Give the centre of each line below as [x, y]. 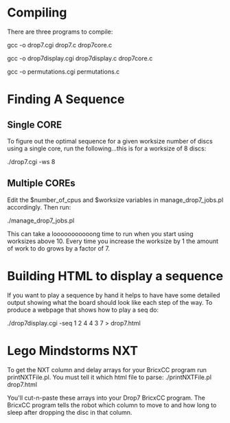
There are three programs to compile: [60, 32]
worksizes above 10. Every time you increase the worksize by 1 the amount [113, 241]
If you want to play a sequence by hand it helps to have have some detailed [114, 295]
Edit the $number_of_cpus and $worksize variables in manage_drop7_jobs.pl [115, 200]
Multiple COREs [41, 183]
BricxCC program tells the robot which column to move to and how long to [112, 405]
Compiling [37, 13]
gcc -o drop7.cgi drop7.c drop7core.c [60, 45]
